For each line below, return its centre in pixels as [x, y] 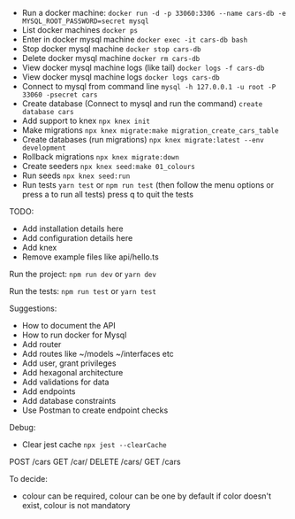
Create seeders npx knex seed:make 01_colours [109, 166]
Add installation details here [72, 229]
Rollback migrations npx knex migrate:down [100, 157]
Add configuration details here [77, 238]
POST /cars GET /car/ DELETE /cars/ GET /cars [95, 461]
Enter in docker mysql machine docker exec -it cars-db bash [135, 39]
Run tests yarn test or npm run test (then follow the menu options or [148, 185]
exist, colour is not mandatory [76, 505]
